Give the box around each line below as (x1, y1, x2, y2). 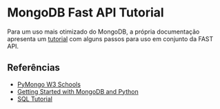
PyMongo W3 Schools (17, 80, 81, 88)
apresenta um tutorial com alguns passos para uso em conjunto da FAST (7, 34, 214, 43)
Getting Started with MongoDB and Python (17, 87, 139, 95)
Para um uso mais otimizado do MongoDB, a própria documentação (7, 27, 200, 36)
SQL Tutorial (17, 95, 53, 103)
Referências (7, 62, 61, 73)
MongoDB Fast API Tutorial (7, 5, 164, 21)
